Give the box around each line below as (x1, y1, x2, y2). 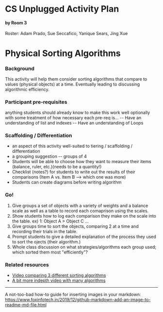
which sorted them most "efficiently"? (12, 249, 88, 255)
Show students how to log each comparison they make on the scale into (12, 213, 156, 219)
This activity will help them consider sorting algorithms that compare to (5, 76, 147, 82)
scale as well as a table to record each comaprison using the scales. (12, 208, 149, 214)
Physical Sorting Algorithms (5, 48, 121, 59)
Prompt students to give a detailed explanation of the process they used (12, 234, 156, 239)
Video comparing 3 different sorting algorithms (12, 273, 106, 278)
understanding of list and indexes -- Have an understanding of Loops (5, 120, 144, 126)
